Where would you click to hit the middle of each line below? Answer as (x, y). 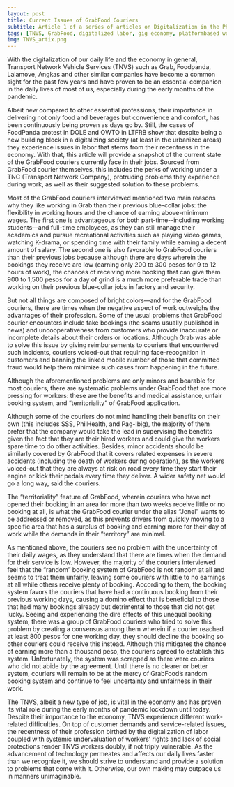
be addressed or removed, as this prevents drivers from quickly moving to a (116, 519)
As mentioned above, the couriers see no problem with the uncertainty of (112, 547)
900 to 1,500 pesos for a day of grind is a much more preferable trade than (115, 279)
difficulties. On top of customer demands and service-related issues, (127, 724)
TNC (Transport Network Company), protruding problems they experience (114, 177)
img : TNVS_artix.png (37, 40)
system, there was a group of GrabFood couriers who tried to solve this (110, 621)
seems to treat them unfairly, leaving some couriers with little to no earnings (116, 578)
